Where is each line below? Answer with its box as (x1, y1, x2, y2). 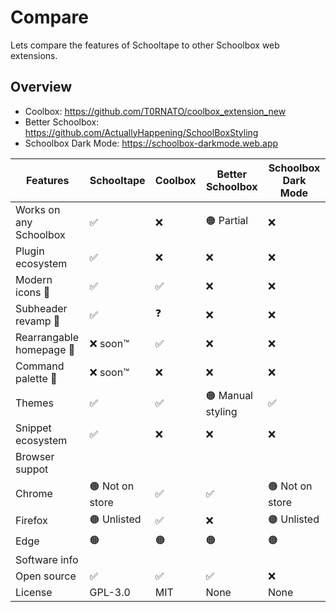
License (15, 585, 53, 599)
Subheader (15, 301, 68, 315)
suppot (15, 462, 49, 476)
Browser (15, 449, 55, 463)
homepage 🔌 (15, 342, 76, 356)
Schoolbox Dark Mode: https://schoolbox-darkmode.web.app (24, 137, 279, 149)
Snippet (15, 421, 52, 435)
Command (15, 359, 65, 373)
